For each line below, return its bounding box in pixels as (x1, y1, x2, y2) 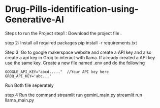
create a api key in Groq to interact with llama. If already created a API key (5, 54, 155, 60)
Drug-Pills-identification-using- (5, 3, 139, 15)
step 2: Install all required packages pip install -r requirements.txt (5, 39, 137, 45)
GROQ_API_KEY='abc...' (5, 73, 52, 78)
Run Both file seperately (5, 82, 54, 88)
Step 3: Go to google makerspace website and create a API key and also (5, 49, 152, 55)
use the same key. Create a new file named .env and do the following (5, 60, 145, 66)
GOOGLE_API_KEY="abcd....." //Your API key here (5, 69, 109, 74)
